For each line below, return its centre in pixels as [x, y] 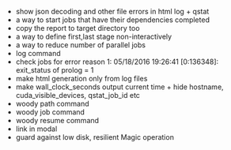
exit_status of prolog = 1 [55, 70]
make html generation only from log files [81, 79]
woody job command [50, 112]
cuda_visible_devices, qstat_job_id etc [78, 95]
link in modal [36, 129]
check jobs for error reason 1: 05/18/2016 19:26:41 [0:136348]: [117, 62]
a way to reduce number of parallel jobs [81, 45]
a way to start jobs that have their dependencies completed [112, 20]
